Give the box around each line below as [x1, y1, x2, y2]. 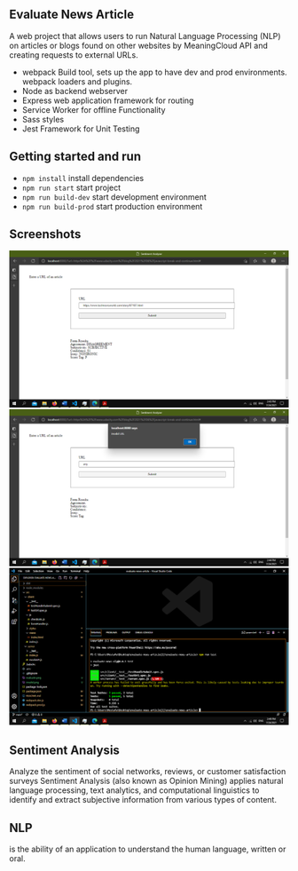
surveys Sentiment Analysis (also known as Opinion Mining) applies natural [9, 776, 284, 787]
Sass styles [21, 114, 65, 124]
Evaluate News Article [9, 7, 135, 22]
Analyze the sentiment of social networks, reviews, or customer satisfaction [9, 766, 286, 777]
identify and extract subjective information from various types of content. [9, 795, 278, 805]
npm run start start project [21, 182, 122, 193]
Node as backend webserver [21, 85, 129, 96]
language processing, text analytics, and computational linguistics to [9, 785, 260, 796]
